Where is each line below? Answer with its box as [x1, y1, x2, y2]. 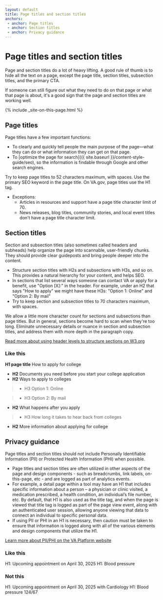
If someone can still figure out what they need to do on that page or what [5, 87, 152, 93]
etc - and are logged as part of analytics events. [34, 476, 131, 481]
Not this [5, 573, 24, 579]
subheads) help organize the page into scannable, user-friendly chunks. [5, 247, 150, 253]
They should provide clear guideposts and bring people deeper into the [5, 252, 149, 258]
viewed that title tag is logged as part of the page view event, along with [12, 502, 158, 507]
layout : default [5, 7, 38, 12]
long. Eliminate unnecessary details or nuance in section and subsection [5, 323, 150, 329]
